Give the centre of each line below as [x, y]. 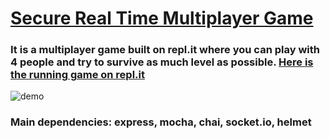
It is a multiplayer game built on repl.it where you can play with [165, 50]
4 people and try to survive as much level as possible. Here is [162, 62]
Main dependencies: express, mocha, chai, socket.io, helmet [161, 122]
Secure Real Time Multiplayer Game [162, 18]
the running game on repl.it [77, 75]
